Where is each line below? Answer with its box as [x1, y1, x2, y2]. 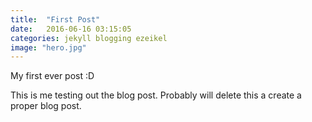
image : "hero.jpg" [10, 42, 87, 53]
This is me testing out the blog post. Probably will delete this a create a [10, 89, 302, 101]
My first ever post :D [10, 70, 95, 82]
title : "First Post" [10, 14, 101, 25]
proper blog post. [10, 100, 82, 112]
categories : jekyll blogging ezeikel [10, 33, 168, 43]
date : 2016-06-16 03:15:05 [10, 24, 132, 34]
